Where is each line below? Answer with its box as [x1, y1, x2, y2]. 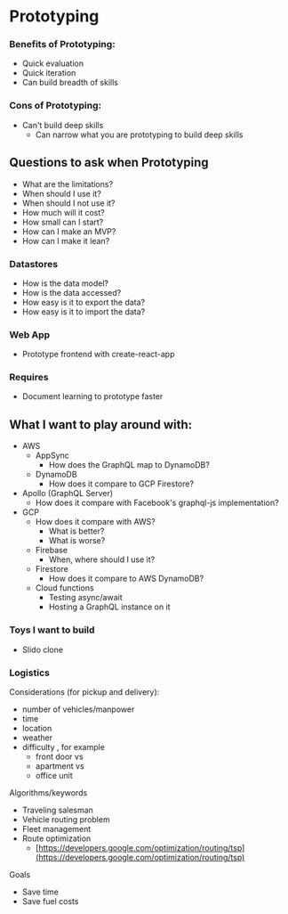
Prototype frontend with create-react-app [21, 349, 175, 360]
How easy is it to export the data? [21, 297, 146, 307]
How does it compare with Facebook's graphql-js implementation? [35, 497, 279, 509]
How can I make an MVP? [21, 225, 116, 237]
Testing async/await [48, 592, 123, 603]
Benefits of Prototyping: [9, 38, 116, 51]
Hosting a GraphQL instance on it [48, 601, 171, 612]
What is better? [48, 526, 105, 536]
